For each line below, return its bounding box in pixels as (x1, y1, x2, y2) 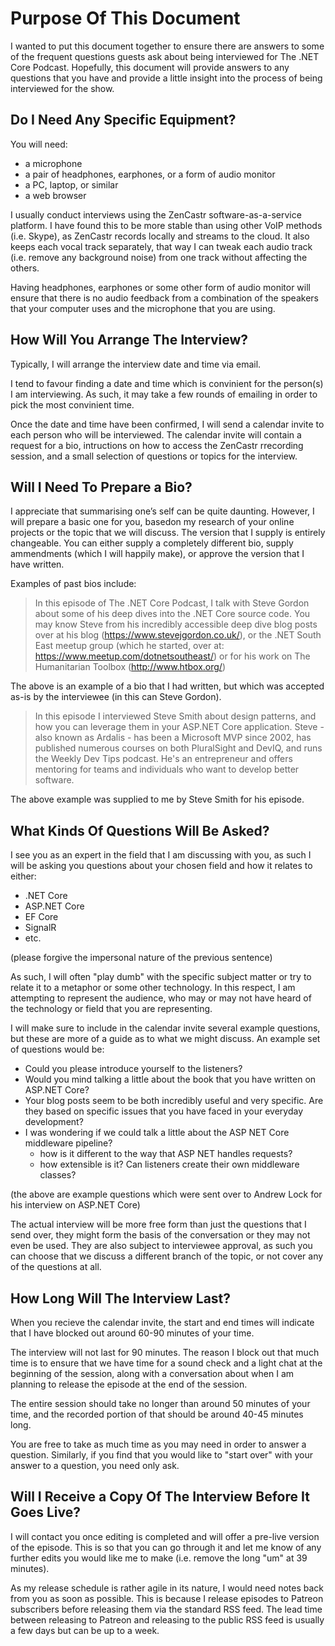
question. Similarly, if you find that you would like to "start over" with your (10, 1449, 313, 1461)
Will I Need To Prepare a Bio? (10, 478, 193, 496)
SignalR (24, 922, 57, 934)
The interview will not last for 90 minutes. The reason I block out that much (10, 1347, 320, 1358)
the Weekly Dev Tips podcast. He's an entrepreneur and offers (34, 753, 293, 765)
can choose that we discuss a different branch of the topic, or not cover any (10, 1250, 324, 1262)
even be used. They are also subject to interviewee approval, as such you (10, 1240, 313, 1252)
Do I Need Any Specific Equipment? (10, 112, 237, 129)
